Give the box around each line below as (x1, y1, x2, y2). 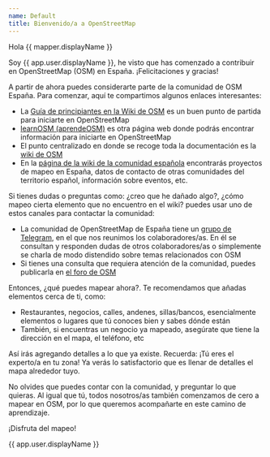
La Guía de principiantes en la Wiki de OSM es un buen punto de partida (19, 106, 262, 116)
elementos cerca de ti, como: (8, 291, 106, 301)
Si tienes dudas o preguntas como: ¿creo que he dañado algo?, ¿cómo (8, 191, 244, 200)
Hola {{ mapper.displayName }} (8, 41, 114, 51)
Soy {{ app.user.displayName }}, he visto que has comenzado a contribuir (8, 58, 255, 67)
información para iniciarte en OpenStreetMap (19, 131, 172, 142)
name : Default (8, 11, 57, 20)
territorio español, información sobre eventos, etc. (19, 175, 188, 185)
